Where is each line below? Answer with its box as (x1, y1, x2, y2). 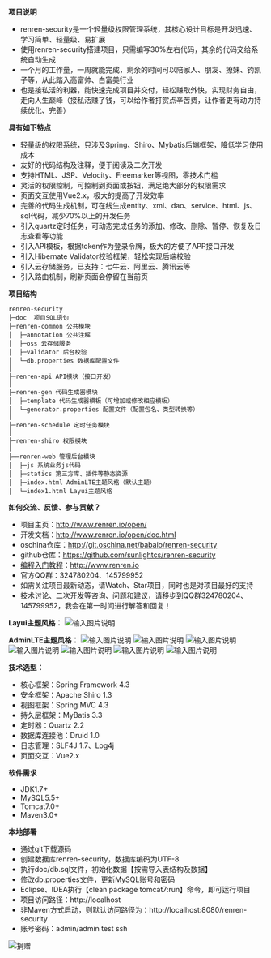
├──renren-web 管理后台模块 (8, 453, 95, 461)
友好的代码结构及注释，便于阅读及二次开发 (19, 161, 163, 170)
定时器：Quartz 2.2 (19, 720, 85, 730)
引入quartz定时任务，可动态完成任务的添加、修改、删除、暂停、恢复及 (19, 221, 255, 230)
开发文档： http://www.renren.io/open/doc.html (19, 530, 176, 539)
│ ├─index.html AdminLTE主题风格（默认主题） (8, 479, 156, 487)
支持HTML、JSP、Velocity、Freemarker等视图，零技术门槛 (19, 170, 218, 180)
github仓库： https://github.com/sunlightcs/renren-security (19, 550, 216, 560)
